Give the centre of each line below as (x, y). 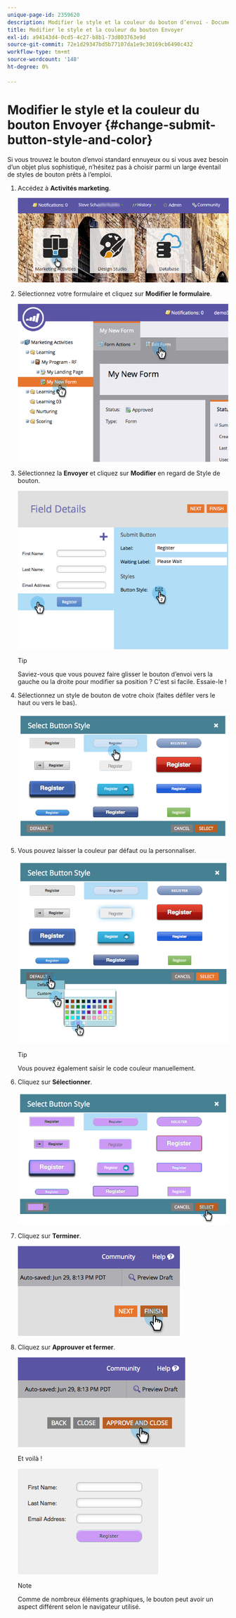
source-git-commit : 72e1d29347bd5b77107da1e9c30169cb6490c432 (100, 45)
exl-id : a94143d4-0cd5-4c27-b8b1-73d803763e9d (77, 37)
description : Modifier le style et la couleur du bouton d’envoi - (108, 22)
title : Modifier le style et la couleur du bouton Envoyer (96, 30)
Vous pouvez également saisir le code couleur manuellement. (106, 1068)
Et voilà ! (30, 1458)
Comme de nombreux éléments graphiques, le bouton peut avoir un (115, 1599)
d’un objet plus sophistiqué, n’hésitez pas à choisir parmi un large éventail (114, 167)
